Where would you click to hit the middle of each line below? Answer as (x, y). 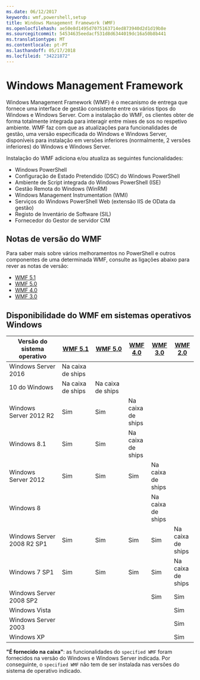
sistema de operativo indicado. (44, 671)
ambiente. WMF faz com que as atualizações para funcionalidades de (92, 127)
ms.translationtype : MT (36, 39)
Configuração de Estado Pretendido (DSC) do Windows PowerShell (97, 176)
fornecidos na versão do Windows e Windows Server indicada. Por (88, 658)
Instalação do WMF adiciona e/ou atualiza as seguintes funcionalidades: (95, 158)
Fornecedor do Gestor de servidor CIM (62, 220)
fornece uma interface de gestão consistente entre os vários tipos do (91, 109)
